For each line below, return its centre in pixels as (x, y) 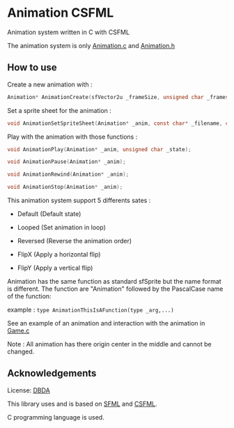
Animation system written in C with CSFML (69, 32)
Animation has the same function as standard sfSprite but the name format (114, 281)
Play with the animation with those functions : (72, 137)
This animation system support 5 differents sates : (79, 200)
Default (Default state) (49, 214)
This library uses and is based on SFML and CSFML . (83, 404)
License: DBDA (29, 390)
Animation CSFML (61, 13)
